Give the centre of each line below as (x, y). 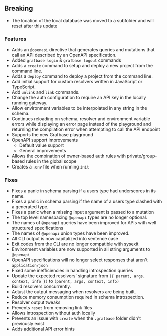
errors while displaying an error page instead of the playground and (81, 124)
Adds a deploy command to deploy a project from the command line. (82, 76)
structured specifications (37, 228)
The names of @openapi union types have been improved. (71, 233)
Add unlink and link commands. (46, 92)
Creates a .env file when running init (50, 167)
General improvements (43, 151)
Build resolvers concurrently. (41, 287)
